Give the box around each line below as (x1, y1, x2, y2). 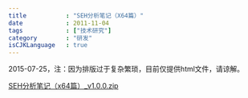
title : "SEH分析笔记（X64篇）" (8, 11, 144, 20)
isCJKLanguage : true (8, 41, 88, 49)
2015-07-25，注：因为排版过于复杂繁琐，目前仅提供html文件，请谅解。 (8, 65, 245, 74)
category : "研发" (8, 33, 92, 42)
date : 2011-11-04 (8, 19, 110, 27)
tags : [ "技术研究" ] (8, 26, 112, 34)
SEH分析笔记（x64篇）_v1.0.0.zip (8, 81, 119, 91)
